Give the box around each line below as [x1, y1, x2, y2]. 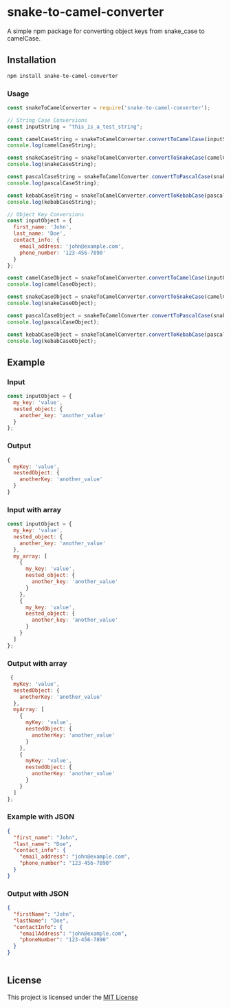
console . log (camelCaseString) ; [7, 142, 97, 149]
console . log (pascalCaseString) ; [7, 180, 100, 187]
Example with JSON [7, 812, 74, 821]
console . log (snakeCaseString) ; [7, 161, 97, 168]
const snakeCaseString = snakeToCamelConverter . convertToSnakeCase [7, 154, 205, 162]
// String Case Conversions [7, 116, 88, 124]
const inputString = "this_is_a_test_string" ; [7, 123, 143, 130]
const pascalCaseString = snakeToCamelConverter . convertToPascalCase [7, 174, 211, 180]
